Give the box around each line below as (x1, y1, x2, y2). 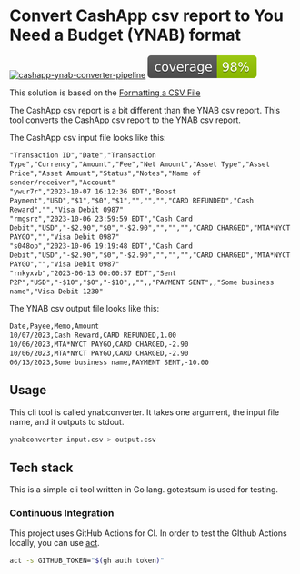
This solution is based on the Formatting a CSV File (9, 87, 201, 98)
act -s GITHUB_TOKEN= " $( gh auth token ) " (9, 556, 165, 565)
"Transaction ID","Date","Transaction (9, 151, 156, 160)
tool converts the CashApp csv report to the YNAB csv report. (9, 114, 241, 125)
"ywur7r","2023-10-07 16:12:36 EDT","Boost (9, 187, 177, 196)
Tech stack (9, 460, 74, 476)
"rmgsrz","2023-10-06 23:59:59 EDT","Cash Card (9, 214, 194, 223)
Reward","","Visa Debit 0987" (9, 205, 125, 214)
